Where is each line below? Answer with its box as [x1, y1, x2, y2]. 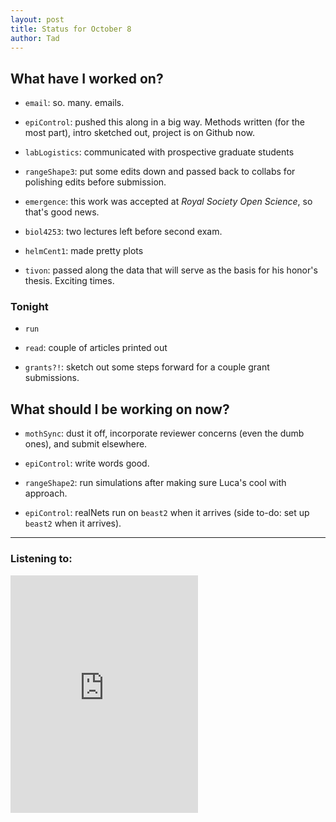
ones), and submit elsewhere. [24, 438, 148, 450]
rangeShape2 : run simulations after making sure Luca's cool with [24, 477, 287, 489]
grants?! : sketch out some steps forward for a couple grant [24, 361, 270, 373]
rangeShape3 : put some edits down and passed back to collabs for [24, 166, 296, 178]
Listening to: [10, 552, 73, 566]
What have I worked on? [10, 70, 164, 87]
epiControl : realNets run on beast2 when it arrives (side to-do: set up [24, 507, 310, 519]
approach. [24, 487, 68, 500]
